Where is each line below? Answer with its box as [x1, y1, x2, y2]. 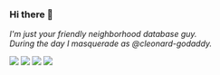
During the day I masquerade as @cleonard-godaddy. [9, 38, 213, 49]
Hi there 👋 [9, 8, 54, 21]
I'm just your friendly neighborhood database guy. [9, 29, 197, 40]
